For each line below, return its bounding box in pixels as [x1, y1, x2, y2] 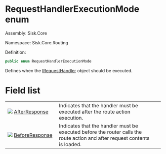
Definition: [5, 49, 26, 55]
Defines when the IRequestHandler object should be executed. [5, 67, 133, 73]
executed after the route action [59, 108, 131, 115]
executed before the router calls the [59, 128, 142, 135]
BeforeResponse [14, 131, 53, 138]
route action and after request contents [59, 134, 150, 141]
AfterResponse [14, 108, 48, 115]
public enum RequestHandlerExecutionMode [5, 59, 92, 63]
